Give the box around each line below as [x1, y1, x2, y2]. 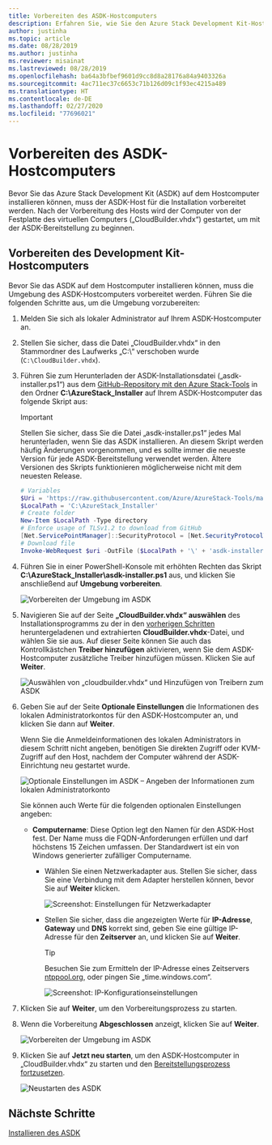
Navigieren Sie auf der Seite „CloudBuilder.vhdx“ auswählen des [19, 610, 240, 619]
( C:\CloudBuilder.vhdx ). [19, 355, 101, 364]
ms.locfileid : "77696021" [8, 110, 96, 118]
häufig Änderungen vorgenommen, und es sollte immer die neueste [19, 445, 246, 454]
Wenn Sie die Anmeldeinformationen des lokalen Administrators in [19, 734, 241, 744]
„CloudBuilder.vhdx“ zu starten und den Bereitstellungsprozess [19, 1058, 231, 1069]
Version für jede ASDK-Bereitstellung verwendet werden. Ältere [19, 453, 232, 463]
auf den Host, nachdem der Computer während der [45, 751, 216, 761]
